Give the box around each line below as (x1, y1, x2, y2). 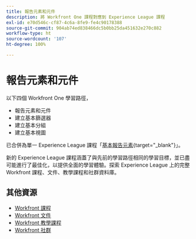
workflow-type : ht (6, 31, 51, 36)
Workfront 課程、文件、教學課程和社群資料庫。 (6, 168, 120, 175)
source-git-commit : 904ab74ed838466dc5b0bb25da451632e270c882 (6, 25, 162, 31)
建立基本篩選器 (14, 114, 51, 121)
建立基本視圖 (14, 129, 46, 136)
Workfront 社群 (14, 226, 51, 233)
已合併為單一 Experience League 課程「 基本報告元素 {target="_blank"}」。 (6, 141, 184, 148)
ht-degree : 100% (6, 42, 46, 48)
